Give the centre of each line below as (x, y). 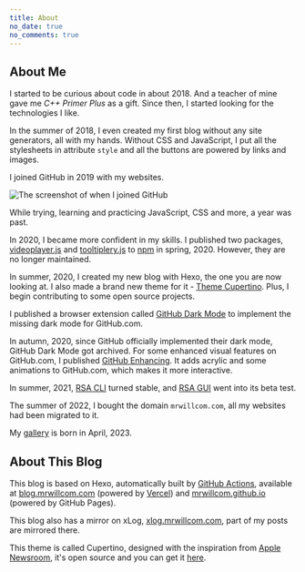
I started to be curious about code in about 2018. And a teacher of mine (143, 94)
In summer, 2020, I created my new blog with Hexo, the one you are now (146, 277)
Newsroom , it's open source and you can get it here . (108, 557)
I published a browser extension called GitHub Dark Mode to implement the (150, 314)
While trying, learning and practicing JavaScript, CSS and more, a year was (151, 213)
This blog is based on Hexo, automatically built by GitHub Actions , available (151, 483)
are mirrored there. (45, 530)
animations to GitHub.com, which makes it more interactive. (121, 371)
